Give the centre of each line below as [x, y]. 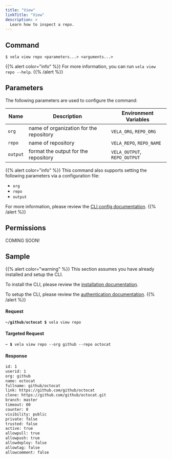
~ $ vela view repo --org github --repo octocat [58, 344]
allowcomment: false [27, 452]
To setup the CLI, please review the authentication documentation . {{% [80, 294]
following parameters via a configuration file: [52, 175]
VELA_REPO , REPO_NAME [136, 143]
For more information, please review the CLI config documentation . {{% [81, 206]
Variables [138, 119]
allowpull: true [23, 433]
